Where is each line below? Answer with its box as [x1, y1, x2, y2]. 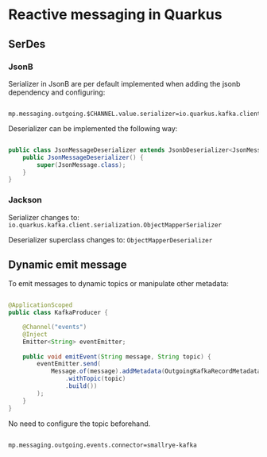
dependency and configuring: [8, 87, 106, 97]
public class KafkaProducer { [8, 308, 109, 317]
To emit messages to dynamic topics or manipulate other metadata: [8, 279, 229, 289]
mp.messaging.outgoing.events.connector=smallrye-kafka [8, 441, 197, 449]
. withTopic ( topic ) [64, 375, 126, 383]
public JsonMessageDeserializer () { [22, 153, 145, 161]
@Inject [22, 330, 48, 339]
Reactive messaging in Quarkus [8, 6, 222, 24]
